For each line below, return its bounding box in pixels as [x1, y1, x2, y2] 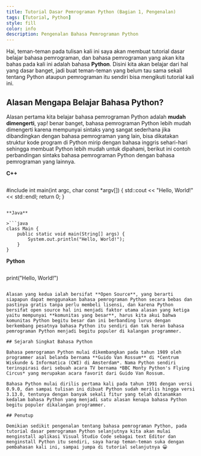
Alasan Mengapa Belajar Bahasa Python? [6, 97, 164, 107]
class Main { [6, 225, 39, 232]
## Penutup [6, 412, 34, 419]
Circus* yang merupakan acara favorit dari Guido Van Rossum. [6, 370, 165, 376]
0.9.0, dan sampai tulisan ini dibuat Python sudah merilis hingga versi [6, 386, 196, 392]
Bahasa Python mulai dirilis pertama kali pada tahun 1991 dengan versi [6, 381, 193, 387]
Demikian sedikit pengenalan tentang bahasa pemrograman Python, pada [6, 423, 187, 429]
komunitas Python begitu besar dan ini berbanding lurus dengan [6, 317, 171, 323]
